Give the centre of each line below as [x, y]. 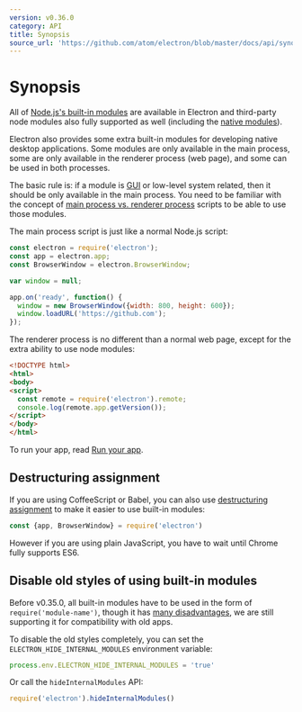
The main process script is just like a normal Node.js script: [119, 231]
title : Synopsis [40, 34]
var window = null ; [46, 281]
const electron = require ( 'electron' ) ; [84, 248]
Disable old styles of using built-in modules [133, 581]
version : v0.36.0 [42, 18]
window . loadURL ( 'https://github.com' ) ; [92, 314]
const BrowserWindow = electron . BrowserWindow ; [100, 265]
